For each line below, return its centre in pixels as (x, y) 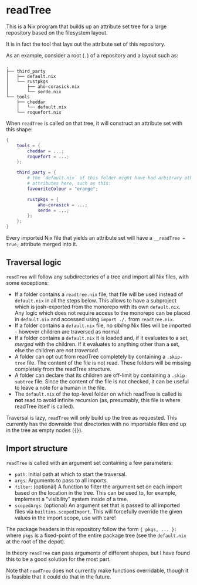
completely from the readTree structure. (63, 369)
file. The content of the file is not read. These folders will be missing (109, 363)
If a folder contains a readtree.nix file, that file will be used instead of (99, 294)
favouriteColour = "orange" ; (63, 189)
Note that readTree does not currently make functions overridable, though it (97, 570)
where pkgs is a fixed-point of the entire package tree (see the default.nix (96, 535)
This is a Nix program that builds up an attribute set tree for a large (86, 26)
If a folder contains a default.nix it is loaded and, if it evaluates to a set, (102, 338)
